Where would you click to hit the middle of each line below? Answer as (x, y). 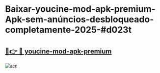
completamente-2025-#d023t (68, 30)
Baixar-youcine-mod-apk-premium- (80, 9)
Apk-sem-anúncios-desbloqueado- (80, 19)
